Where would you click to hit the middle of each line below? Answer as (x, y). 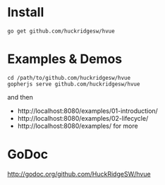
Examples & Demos (65, 59)
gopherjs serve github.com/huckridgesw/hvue (74, 84)
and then (20, 97)
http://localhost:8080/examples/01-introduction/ (88, 111)
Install (26, 12)
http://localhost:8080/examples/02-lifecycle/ (83, 118)
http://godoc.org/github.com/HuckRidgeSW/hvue (79, 174)
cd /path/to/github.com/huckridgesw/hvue (69, 78)
